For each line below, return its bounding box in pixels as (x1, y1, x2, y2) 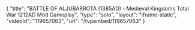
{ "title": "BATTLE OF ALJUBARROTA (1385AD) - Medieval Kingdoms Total (6, 5, 189, 12)
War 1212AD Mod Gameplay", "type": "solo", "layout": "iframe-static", (6, 11, 177, 18)
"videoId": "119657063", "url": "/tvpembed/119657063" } (6, 18, 145, 24)
